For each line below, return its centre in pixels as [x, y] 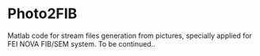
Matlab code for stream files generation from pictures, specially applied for [130, 35]
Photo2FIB [42, 14]
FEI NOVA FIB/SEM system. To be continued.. [82, 43]
